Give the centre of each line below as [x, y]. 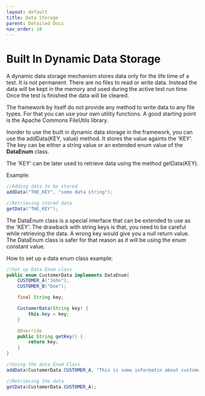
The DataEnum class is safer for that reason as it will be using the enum [96, 240]
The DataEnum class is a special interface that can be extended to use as [99, 220]
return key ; [44, 342]
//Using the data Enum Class [43, 365]
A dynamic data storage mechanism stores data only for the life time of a [98, 76]
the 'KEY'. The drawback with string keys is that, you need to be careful [96, 227]
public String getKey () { [50, 336]
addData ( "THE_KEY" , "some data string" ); [60, 192]
